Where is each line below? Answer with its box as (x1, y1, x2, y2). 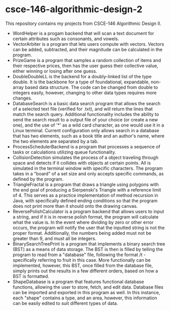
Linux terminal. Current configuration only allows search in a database (12, 127, 160, 133)
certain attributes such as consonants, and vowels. (12, 36, 119, 42)
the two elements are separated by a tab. (12, 138, 99, 144)
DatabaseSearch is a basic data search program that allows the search (12, 100, 161, 106)
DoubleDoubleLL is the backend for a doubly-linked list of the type (12, 73, 152, 79)
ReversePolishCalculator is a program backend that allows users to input (12, 208, 164, 214)
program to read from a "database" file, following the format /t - (12, 252, 146, 258)
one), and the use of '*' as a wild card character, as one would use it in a (12, 122, 164, 128)
